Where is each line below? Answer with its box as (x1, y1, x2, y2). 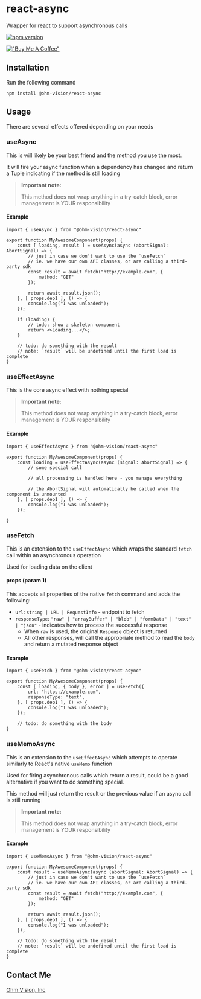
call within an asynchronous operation (6, 551, 101, 558)
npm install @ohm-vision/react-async (6, 90, 101, 97)
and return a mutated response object (24, 640, 119, 648)
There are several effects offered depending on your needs (6, 123, 154, 130)
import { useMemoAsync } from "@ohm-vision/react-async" (6, 853, 153, 859)
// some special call (28, 464, 83, 471)
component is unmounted (6, 491, 66, 497)
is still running (6, 796, 41, 803)
